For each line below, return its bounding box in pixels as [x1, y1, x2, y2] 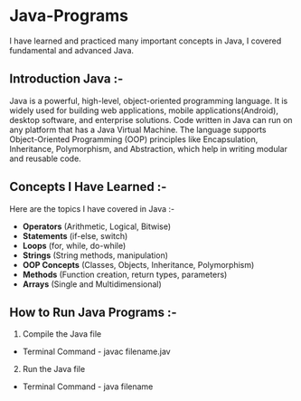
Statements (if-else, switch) [22, 230, 128, 241]
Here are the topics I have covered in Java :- [9, 203, 175, 214]
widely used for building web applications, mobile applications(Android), [9, 105, 278, 116]
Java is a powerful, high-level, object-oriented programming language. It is [9, 95, 288, 106]
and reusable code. [9, 153, 81, 164]
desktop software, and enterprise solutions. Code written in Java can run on [9, 114, 293, 125]
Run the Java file [22, 364, 86, 375]
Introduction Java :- [9, 72, 124, 87]
